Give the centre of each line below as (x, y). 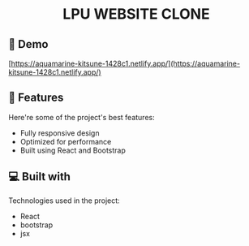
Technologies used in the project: (64, 201)
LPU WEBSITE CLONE (136, 14)
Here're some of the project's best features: (82, 117)
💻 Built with (40, 177)
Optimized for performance (66, 141)
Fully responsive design (60, 133)
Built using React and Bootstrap (73, 150)
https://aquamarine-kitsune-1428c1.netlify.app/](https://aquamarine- (126, 63)
